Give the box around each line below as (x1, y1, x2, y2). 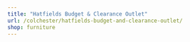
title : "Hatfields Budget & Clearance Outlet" (7, 10, 148, 18)
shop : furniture (7, 23, 56, 31)
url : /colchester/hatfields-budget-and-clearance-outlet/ (7, 17, 183, 24)
